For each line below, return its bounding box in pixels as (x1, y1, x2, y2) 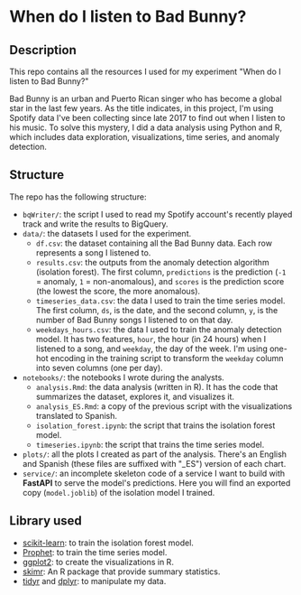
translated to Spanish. (35, 410, 118, 421)
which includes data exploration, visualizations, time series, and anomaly (9, 132, 280, 142)
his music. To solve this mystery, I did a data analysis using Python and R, (9, 122, 283, 133)
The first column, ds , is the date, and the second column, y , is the (35, 304, 278, 315)
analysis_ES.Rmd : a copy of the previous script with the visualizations (35, 400, 293, 412)
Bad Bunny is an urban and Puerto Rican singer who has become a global (9, 93, 282, 104)
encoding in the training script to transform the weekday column (50, 352, 284, 363)
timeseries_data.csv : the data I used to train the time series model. (35, 295, 286, 306)
